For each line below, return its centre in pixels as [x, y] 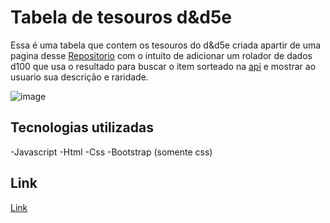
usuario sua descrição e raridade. [79, 77]
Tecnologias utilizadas [82, 127]
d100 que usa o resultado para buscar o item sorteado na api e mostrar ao [163, 66]
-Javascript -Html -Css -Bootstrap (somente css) [111, 152]
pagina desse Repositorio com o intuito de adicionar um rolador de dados [161, 55]
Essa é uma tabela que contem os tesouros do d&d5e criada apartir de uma [166, 45]
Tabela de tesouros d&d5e [121, 17]
